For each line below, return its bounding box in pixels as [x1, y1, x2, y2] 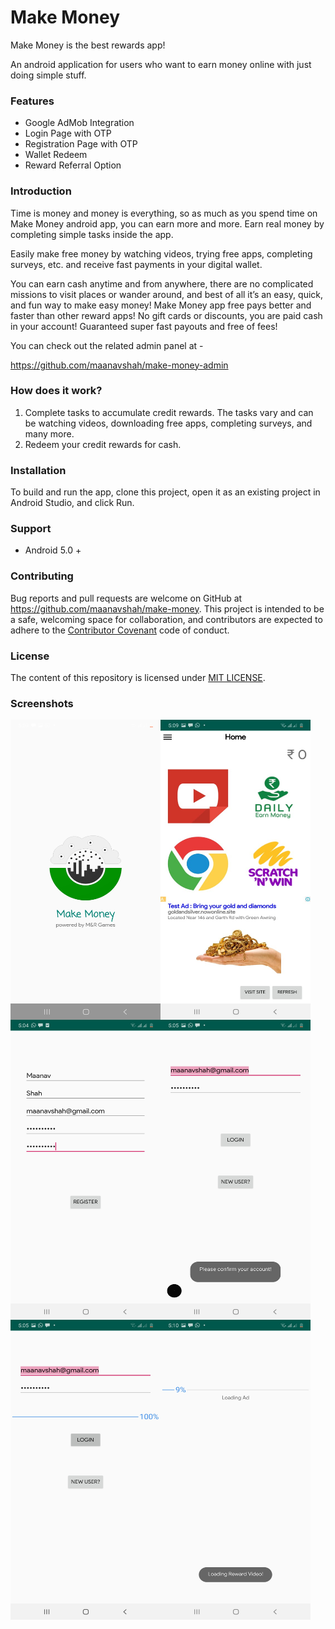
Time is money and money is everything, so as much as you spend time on [10, 207, 318, 219]
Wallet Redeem [24, 149, 88, 161]
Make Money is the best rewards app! [10, 39, 166, 51]
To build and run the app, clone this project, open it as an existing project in [10, 486, 321, 498]
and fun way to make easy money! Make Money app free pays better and [10, 299, 312, 311]
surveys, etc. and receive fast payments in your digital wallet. [10, 258, 263, 270]
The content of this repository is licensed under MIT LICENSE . [10, 672, 266, 684]
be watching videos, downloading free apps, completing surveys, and [24, 417, 313, 429]
